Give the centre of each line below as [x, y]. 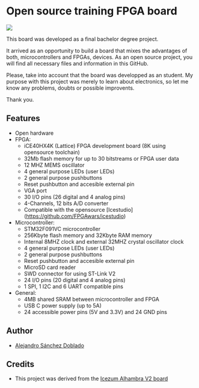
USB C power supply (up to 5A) [63, 306]
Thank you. [20, 99]
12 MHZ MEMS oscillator [54, 165]
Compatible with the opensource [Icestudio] [78, 209]
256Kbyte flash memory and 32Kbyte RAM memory [88, 235]
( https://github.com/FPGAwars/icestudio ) [75, 216]
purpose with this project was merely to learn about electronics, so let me [97, 81]
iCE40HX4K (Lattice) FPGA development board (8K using [95, 146]
